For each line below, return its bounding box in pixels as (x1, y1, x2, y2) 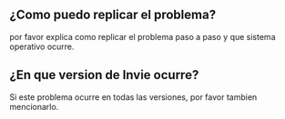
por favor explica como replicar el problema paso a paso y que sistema (9, 31, 276, 42)
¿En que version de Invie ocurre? (9, 67, 199, 83)
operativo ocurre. (9, 41, 75, 52)
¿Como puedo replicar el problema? (9, 7, 217, 23)
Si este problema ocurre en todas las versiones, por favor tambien (9, 91, 258, 103)
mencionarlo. (9, 101, 59, 112)
